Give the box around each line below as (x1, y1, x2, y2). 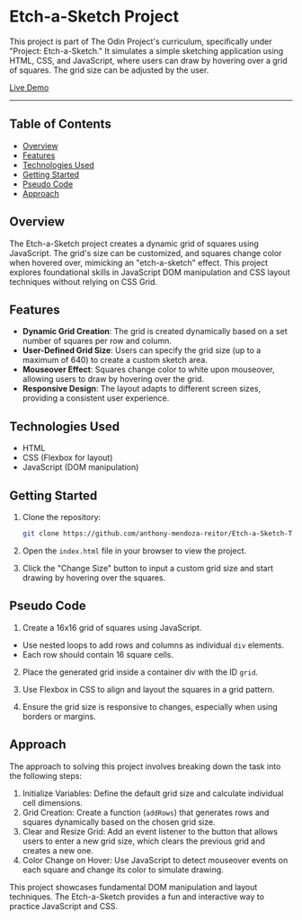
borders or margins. (22, 711, 96, 721)
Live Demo (9, 82, 49, 93)
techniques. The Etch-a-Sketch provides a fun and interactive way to (9, 891, 265, 902)
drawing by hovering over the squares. (22, 572, 166, 583)
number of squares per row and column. (22, 335, 173, 347)
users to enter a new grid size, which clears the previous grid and (22, 836, 265, 846)
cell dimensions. (22, 797, 84, 808)
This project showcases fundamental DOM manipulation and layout (9, 881, 258, 892)
